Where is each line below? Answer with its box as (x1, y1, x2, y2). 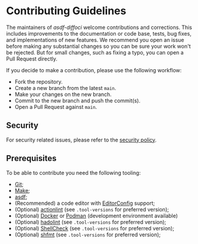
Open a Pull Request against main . (14, 103, 98, 110)
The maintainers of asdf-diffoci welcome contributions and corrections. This (6, 24, 192, 31)
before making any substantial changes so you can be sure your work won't (6, 43, 191, 50)
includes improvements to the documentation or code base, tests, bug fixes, (6, 30, 192, 37)
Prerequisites (6, 153, 57, 163)
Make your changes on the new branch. (14, 91, 112, 98)
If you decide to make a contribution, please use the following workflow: (6, 66, 182, 73)
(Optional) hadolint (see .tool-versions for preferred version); (14, 218, 167, 226)
